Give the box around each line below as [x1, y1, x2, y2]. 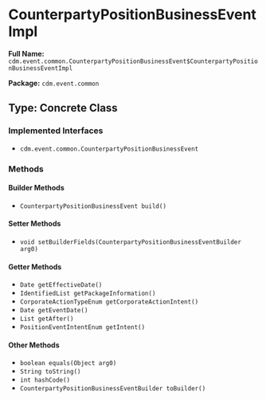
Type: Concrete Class [8, 101, 118, 115]
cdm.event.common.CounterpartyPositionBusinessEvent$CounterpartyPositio [8, 57, 259, 65]
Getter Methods [8, 261, 62, 272]
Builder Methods [8, 183, 65, 193]
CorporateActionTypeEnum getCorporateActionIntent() [19, 298, 199, 306]
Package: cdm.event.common [8, 78, 100, 88]
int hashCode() [19, 376, 71, 384]
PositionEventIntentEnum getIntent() [19, 324, 146, 331]
